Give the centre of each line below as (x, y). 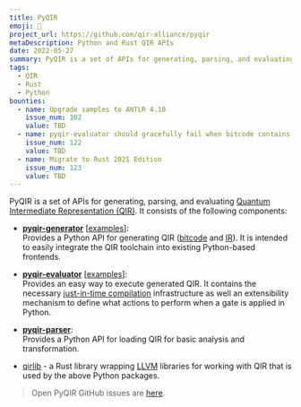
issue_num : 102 (54, 117)
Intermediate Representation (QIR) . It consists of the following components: (148, 211)
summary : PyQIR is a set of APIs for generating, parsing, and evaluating (152, 59)
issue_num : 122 (54, 143)
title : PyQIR (34, 17)
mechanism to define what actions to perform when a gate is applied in (153, 303)
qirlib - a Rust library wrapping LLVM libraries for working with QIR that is (157, 366)
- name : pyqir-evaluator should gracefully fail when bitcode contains (154, 134)
